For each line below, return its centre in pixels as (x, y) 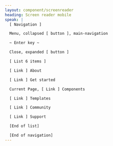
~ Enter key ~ (24, 43)
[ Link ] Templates (30, 98)
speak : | (14, 19)
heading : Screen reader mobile (38, 15)
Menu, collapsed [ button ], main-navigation (59, 34)
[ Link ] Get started (32, 80)
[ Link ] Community (30, 108)
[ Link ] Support (28, 117)
